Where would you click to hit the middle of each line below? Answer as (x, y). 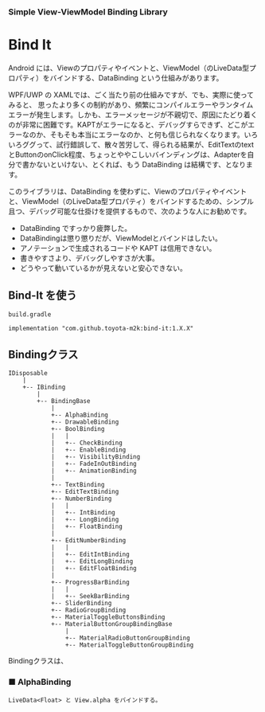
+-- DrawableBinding (85, 422)
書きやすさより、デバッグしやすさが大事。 (89, 258)
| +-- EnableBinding (88, 450)
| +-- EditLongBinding (92, 561)
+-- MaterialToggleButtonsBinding (108, 617)
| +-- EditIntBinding (90, 555)
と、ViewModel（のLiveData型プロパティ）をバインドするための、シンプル (131, 201)
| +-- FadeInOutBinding (94, 464)
